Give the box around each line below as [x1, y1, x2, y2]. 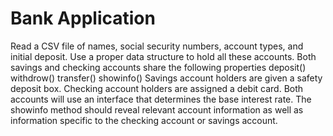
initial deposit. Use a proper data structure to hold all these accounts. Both [10, 50, 317, 62]
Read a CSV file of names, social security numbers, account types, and [10, 40, 304, 52]
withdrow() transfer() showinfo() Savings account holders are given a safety [10, 72, 323, 84]
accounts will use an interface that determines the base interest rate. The [10, 93, 312, 105]
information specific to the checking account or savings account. [10, 114, 278, 126]
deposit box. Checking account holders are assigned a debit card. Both [10, 82, 304, 94]
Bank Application [10, 7, 156, 30]
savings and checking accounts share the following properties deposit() [10, 61, 307, 73]
